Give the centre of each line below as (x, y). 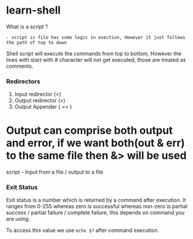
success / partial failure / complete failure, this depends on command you (95, 212)
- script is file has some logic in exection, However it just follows (96, 37)
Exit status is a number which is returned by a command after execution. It (96, 200)
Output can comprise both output (89, 131)
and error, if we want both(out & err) (96, 143)
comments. (20, 66)
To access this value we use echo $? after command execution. (83, 230)
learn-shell (33, 10)
